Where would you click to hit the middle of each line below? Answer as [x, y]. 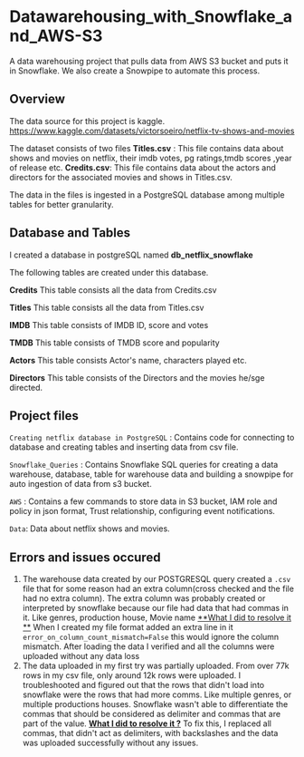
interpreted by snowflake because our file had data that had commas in [156, 608]
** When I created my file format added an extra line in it [128, 627]
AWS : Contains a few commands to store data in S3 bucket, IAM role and [143, 501]
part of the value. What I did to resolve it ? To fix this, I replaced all [147, 723]
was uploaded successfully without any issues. [110, 743]
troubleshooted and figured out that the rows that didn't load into [143, 685]
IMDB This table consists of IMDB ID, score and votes [109, 325]
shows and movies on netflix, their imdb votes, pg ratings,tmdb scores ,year [151, 158]
